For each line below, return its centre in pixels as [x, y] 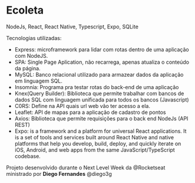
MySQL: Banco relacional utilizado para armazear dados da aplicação [99, 74]
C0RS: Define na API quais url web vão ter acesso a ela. [82, 106]
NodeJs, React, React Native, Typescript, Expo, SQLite [72, 27]
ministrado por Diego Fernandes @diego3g [59, 174]
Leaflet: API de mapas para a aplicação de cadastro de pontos [90, 112]
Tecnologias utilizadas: [34, 38]
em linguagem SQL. [39, 81]
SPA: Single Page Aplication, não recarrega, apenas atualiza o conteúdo [102, 62]
